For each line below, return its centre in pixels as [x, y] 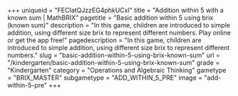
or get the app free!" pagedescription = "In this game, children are [104, 40]
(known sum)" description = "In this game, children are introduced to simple [119, 25]
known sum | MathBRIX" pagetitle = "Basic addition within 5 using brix [110, 18]
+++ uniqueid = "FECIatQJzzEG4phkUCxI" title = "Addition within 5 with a [115, 10]
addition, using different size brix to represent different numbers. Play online [119, 32]
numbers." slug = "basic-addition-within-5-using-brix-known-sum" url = [114, 55]
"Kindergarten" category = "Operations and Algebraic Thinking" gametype [117, 70]
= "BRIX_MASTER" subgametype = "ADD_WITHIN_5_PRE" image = [105, 78]
